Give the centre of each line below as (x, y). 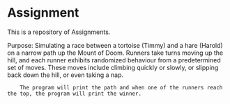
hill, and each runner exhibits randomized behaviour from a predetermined (114, 60)
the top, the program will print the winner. (74, 94)
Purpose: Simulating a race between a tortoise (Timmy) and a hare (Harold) (115, 45)
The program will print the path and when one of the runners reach (121, 87)
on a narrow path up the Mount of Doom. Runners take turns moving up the (115, 53)
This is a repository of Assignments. (59, 32)
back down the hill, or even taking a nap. (66, 75)
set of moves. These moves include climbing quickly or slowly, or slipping (113, 67)
